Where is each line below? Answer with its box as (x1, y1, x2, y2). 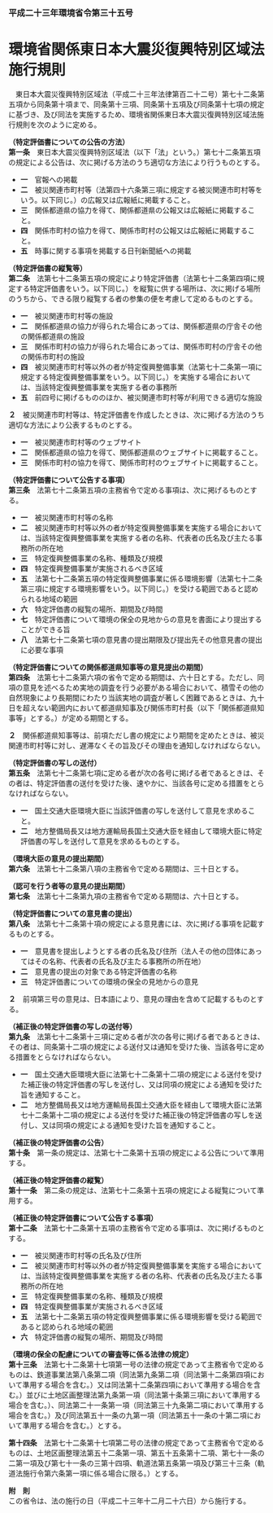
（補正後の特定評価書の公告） (8, 1138, 108, 1147)
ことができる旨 (19, 625, 71, 634)
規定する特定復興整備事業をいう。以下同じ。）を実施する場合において (19, 372, 252, 382)
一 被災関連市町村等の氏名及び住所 (19, 1250, 142, 1260)
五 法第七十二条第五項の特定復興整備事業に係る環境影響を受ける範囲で (19, 1311, 262, 1321)
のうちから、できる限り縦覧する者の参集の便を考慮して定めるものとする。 (8, 293, 258, 303)
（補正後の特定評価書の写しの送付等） (8, 1021, 136, 1031)
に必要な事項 (19, 645, 63, 655)
